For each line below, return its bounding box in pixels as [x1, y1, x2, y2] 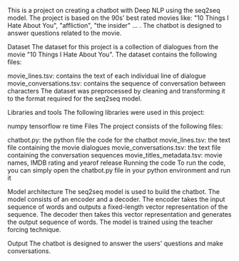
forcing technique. [7, 225, 61, 234]
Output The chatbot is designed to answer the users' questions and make [7, 239, 223, 247]
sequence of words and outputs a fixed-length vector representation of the [7, 203, 228, 211]
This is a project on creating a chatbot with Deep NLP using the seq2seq [7, 6, 220, 14]
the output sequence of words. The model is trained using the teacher [7, 217, 213, 226]
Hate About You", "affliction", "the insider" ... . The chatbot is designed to [7, 21, 223, 29]
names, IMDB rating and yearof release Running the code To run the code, [7, 158, 226, 167]
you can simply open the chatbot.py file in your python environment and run [7, 166, 230, 174]
